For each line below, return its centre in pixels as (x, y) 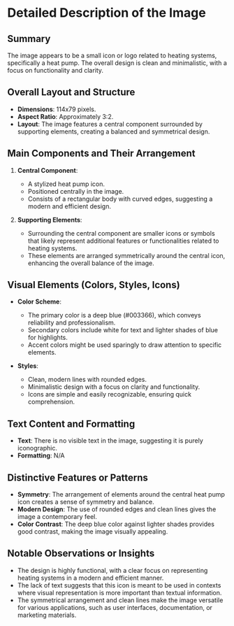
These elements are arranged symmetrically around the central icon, (126, 255)
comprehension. (51, 402)
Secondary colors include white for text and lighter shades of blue (123, 330)
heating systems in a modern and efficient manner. (90, 578)
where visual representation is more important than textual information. (119, 592)
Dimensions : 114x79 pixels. (57, 109)
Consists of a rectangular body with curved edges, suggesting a (120, 199)
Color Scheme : (39, 301)
